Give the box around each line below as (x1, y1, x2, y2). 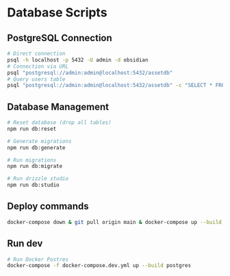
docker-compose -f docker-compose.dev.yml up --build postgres (7, 262, 192, 269)
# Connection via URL (7, 63, 69, 70)
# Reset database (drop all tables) (7, 119, 112, 126)
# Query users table (7, 75, 66, 83)
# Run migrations (7, 156, 57, 164)
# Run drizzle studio (7, 175, 69, 182)
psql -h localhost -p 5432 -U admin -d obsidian (7, 56, 149, 63)
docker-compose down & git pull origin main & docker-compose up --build (7, 218, 222, 225)
